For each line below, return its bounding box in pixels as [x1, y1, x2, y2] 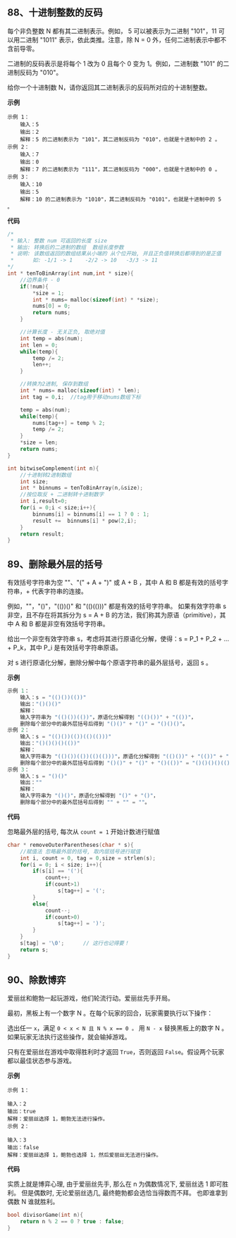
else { [32, 900, 49, 908]
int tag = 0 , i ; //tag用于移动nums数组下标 [20, 393, 141, 400]
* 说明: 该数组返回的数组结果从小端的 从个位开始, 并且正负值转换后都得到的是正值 [10, 250, 222, 257]
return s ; [20, 946, 49, 953]
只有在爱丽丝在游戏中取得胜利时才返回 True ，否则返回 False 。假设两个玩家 [7, 1048, 225, 1056]
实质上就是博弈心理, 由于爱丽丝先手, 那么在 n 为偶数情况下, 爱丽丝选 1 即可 [7, 1180, 223, 1189]
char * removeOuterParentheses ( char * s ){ [7, 841, 134, 848]
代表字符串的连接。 [31, 587, 88, 595]
